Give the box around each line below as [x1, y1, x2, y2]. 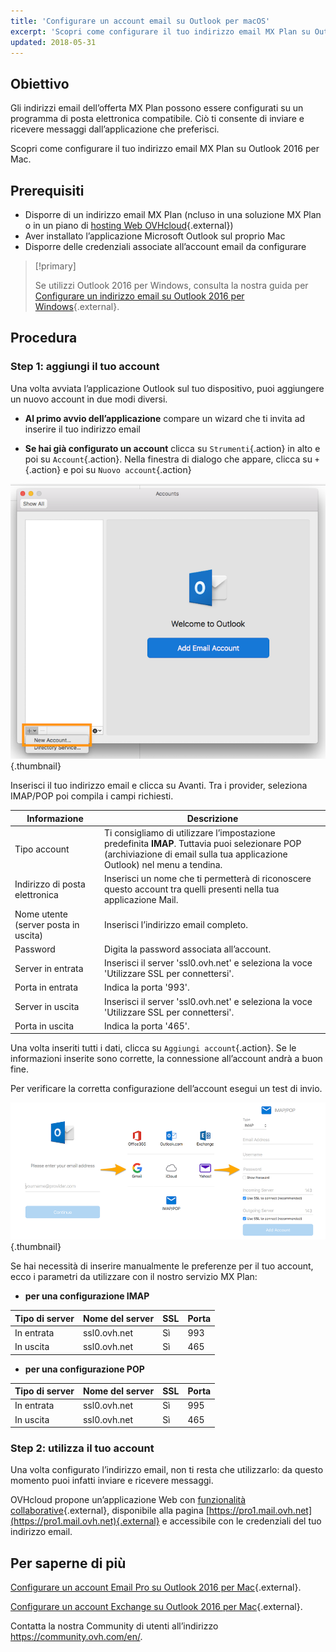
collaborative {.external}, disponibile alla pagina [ [10, 1505, 210, 1517]
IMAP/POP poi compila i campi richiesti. [10, 790, 174, 802]
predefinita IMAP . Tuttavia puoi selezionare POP [103, 838, 302, 850]
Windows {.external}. [34, 301, 120, 312]
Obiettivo [10, 75, 70, 92]
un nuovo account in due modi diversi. [10, 393, 168, 405]
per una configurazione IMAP [24, 1290, 150, 1302]
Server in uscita [14, 1001, 80, 1013]
